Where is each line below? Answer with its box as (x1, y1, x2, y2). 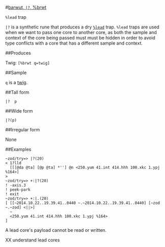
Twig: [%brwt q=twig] (5, 60, 50, 65)
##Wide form (5, 108, 33, 114)
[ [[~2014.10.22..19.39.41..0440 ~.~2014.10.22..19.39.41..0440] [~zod (5, 200, 160, 205)
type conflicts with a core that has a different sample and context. (5, 40, 143, 46)
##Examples (5, 147, 31, 152)
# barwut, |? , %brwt (5, 5, 47, 10)
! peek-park (5, 187, 30, 192)
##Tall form (5, 89, 29, 95)
